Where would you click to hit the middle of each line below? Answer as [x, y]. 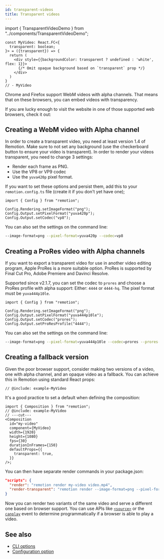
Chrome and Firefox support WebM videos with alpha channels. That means [82, 94]
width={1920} [23, 432]
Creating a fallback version [47, 357]
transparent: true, [34, 454]
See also [18, 534]
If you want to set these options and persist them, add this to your [71, 186]
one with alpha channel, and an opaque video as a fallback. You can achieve [82, 374]
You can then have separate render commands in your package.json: [74, 471]
